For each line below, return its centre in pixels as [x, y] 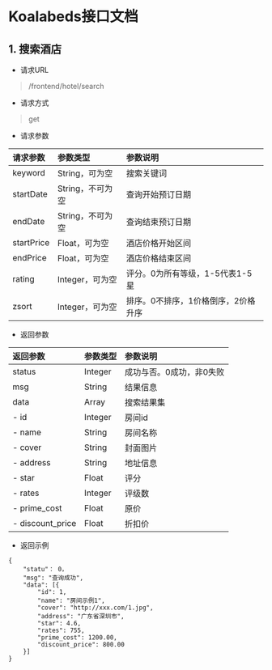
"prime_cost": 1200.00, [77, 638]
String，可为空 [85, 173]
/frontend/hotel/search [66, 86]
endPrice [30, 258]
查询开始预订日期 [159, 195]
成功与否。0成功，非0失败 [174, 372]
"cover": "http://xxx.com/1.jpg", [96, 608]
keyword [29, 173]
